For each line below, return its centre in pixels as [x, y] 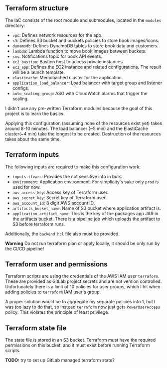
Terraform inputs [32, 155]
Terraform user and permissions [57, 264]
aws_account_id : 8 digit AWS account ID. [54, 203]
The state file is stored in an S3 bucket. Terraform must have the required [81, 340]
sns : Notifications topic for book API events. [57, 56]
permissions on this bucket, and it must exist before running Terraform [78, 345]
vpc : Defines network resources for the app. [57, 35]
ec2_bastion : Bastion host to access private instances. [68, 61]
